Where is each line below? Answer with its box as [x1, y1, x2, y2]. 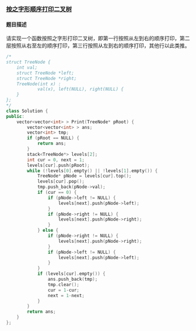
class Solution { [6, 108, 48, 114]
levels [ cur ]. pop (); [37, 179, 85, 184]
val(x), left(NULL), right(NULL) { [37, 86, 124, 92]
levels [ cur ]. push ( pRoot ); [27, 162, 90, 168]
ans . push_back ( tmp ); [47, 276, 98, 282]
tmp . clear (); [47, 281, 80, 287]
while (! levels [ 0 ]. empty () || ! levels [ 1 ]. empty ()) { [27, 168, 158, 173]
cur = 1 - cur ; [47, 287, 80, 293]
